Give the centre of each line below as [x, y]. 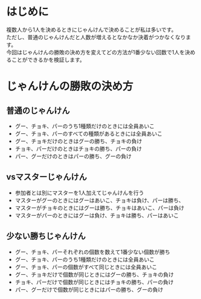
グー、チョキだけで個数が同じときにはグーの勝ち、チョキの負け [94, 274]
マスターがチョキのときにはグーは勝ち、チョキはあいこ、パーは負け [100, 207]
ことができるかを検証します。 [48, 60]
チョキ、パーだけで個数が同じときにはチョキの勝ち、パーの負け [94, 282]
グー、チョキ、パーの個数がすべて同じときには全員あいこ [86, 267]
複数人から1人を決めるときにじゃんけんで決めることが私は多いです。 [91, 30]
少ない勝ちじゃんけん [46, 236]
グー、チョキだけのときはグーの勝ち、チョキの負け [78, 141]
